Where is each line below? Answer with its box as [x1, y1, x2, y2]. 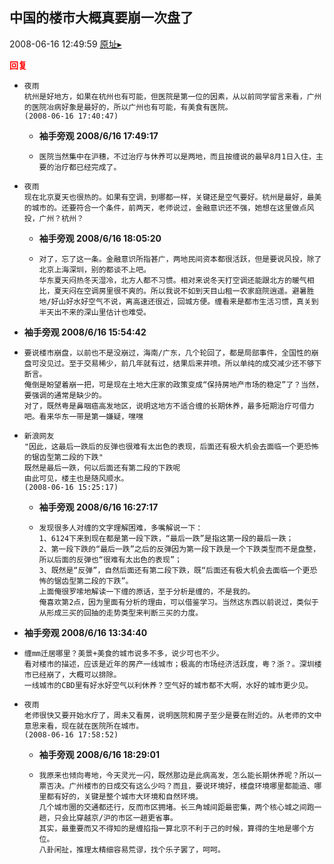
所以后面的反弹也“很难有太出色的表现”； [38, 554, 182, 565]
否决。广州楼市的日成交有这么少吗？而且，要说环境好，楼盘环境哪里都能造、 [46, 781, 315, 791]
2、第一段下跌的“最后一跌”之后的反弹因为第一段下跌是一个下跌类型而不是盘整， [38, 544, 321, 554]
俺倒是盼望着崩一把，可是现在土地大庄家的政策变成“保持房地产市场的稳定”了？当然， [23, 379, 324, 390]
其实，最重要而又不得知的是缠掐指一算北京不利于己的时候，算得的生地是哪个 [38, 823, 307, 833]
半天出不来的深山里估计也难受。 [38, 307, 151, 317]
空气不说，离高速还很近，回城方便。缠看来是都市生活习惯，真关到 [88, 296, 319, 307]
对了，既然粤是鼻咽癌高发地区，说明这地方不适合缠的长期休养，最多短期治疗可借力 [23, 401, 315, 411]
